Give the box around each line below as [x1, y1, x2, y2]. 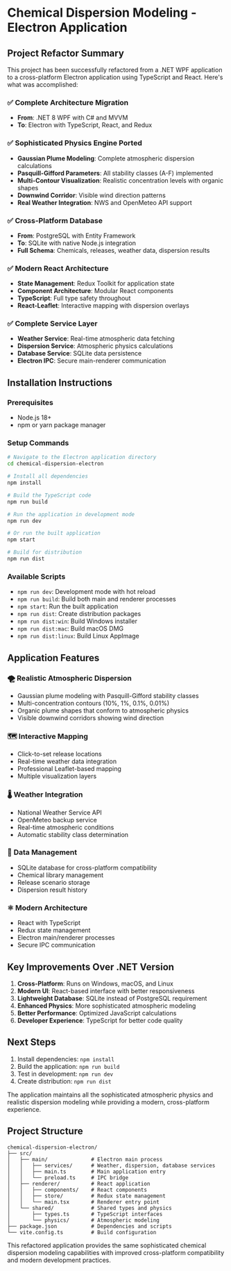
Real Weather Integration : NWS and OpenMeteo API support [17, 198, 192, 206]
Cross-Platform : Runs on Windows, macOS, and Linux [17, 979, 173, 988]
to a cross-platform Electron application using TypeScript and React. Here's [7, 73, 223, 81]
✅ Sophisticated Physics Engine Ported [7, 138, 142, 148]
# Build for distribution [7, 549, 82, 556]
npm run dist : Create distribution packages [17, 610, 142, 618]
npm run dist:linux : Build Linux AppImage [17, 632, 140, 640]
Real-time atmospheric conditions [17, 823, 114, 831]
